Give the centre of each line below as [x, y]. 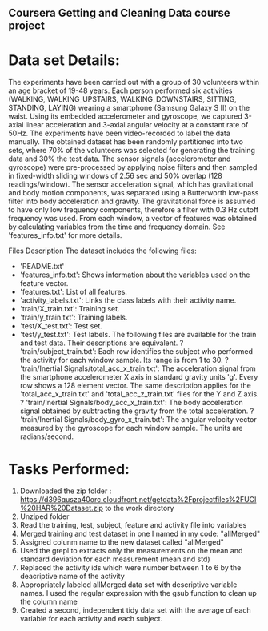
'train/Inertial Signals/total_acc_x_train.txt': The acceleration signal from [138, 368]
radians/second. [47, 436]
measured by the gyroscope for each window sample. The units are [131, 428]
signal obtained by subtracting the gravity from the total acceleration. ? [137, 411]
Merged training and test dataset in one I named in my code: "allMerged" [140, 534]
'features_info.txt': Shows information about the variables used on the [135, 275]
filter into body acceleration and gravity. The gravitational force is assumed [132, 201]
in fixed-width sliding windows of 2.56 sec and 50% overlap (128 [115, 176]
